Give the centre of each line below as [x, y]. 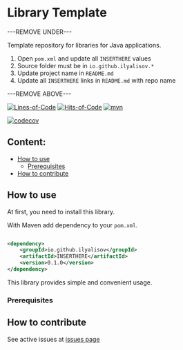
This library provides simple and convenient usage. [80, 282]
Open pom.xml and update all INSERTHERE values [84, 58]
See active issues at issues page [54, 339]
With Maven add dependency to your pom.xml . [73, 225]
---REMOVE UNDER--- [40, 32]
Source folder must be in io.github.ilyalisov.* [86, 65]
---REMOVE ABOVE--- [39, 94]
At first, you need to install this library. [61, 212]
